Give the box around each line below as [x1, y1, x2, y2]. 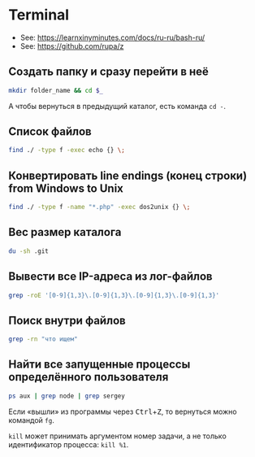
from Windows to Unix [8, 181, 124, 195]
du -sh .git [8, 246, 49, 255]
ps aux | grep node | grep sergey [8, 392, 126, 400]
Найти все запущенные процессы [8, 358, 191, 372]
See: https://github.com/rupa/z [19, 41, 124, 50]
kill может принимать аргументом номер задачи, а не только [8, 431, 227, 441]
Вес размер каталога [8, 225, 122, 239]
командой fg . [8, 415, 54, 424]
